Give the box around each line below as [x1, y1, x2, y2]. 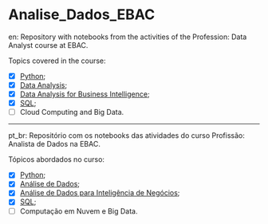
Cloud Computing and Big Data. [19, 108, 124, 117]
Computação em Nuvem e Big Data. [19, 206, 138, 216]
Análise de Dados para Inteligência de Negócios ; [19, 188, 180, 198]
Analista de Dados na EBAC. [8, 140, 101, 149]
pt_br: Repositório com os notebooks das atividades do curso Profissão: [8, 131, 245, 140]
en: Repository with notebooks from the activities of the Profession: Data [8, 32, 247, 41]
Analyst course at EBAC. [8, 40, 89, 49]
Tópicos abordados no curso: [8, 155, 105, 164]
